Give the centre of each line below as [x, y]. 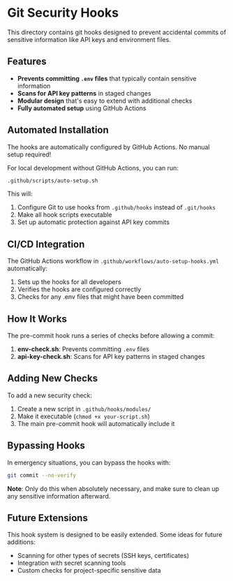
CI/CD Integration [46, 244]
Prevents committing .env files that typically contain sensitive [107, 78]
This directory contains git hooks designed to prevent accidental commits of [117, 32]
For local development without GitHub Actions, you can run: [93, 168]
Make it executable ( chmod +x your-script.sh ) [83, 416]
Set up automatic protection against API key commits [93, 222]
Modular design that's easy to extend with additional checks [105, 101]
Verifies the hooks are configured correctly [79, 289]
